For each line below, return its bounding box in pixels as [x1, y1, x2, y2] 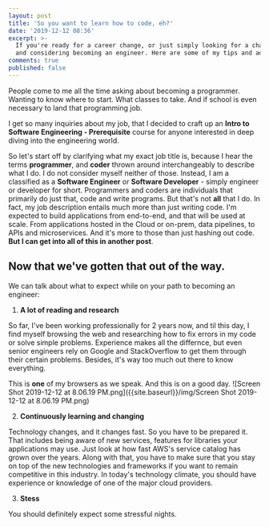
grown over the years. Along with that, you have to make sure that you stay [8, 452, 256, 462]
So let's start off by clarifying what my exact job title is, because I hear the [8, 151, 254, 160]
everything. [8, 363, 46, 373]
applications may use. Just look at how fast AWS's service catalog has [8, 444, 242, 453]
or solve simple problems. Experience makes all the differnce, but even [8, 338, 243, 347]
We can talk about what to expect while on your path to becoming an [8, 281, 235, 290]
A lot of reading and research [19, 305, 119, 314]
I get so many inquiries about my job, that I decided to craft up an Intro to [8, 118, 250, 128]
